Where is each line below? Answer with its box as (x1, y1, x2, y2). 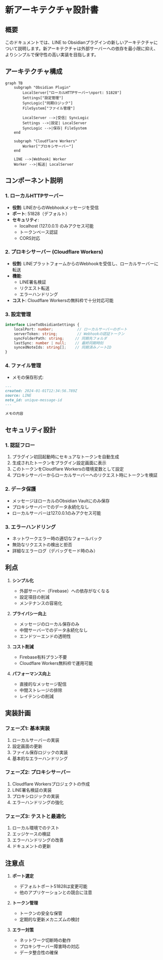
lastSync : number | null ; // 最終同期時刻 (14, 340, 103, 346)
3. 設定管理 (5, 311, 31, 318)
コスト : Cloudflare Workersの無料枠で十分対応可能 (12, 297, 114, 303)
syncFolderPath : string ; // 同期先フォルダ (14, 336, 107, 341)
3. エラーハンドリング (5, 523, 56, 530)
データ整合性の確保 (19, 949, 59, 955)
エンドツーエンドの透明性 (19, 633, 71, 639)
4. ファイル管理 (5, 362, 41, 369)
